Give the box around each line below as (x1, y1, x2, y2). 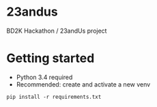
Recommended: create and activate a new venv (16, 80, 151, 89)
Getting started (6, 50, 95, 66)
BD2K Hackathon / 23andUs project (6, 27, 107, 35)
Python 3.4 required (16, 73, 73, 81)
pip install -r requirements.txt (6, 93, 102, 100)
